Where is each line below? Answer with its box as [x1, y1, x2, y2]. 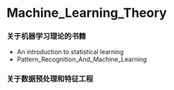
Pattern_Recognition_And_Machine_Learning [16, 55, 147, 64]
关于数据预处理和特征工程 [6, 74, 94, 84]
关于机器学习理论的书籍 [6, 32, 86, 41]
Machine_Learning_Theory [6, 5, 167, 21]
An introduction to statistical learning [16, 48, 124, 56]
